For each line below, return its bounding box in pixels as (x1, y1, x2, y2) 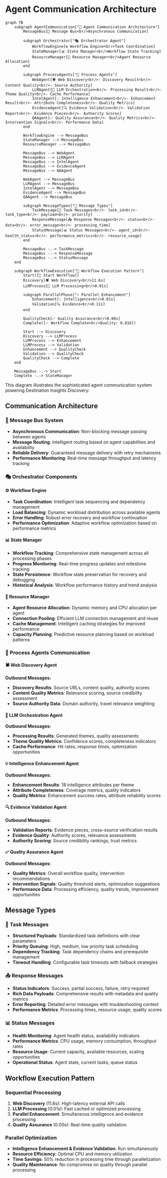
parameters (12, 938, 36, 944)
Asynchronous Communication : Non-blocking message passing (12, 428, 147, 434)
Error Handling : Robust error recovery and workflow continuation (12, 514, 147, 520)
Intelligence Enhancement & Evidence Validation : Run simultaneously (12, 1145, 158, 1152)
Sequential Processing (5, 1089, 61, 1096)
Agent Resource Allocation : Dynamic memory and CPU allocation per (12, 605, 157, 611)
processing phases (12, 555, 52, 561)
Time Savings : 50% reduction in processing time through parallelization (12, 1156, 161, 1162)
